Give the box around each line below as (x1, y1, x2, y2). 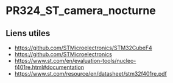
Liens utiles (5, 28, 51, 38)
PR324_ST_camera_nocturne (5, 4, 156, 18)
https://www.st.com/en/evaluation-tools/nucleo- (14, 57, 136, 64)
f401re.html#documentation (14, 63, 85, 71)
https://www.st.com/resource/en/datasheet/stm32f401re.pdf (14, 70, 167, 77)
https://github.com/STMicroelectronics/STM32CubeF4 (14, 44, 153, 51)
